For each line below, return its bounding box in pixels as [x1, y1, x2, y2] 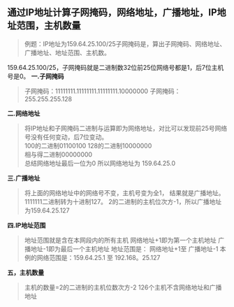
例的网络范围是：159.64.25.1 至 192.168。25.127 [24, 253, 161, 262]
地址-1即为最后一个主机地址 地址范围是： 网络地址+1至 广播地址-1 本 [30, 244, 226, 253]
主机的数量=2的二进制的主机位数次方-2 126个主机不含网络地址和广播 [24, 283, 222, 292]
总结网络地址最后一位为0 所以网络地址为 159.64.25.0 [24, 159, 176, 167]
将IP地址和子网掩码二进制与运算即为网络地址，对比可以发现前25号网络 [24, 124, 228, 132]
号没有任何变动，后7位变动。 [24, 132, 108, 141]
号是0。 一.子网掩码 [7, 72, 64, 80]
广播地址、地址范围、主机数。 [24, 48, 110, 57]
